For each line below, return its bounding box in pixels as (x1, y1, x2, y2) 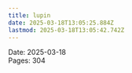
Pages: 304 (8, 56, 46, 65)
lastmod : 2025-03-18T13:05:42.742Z (8, 26, 125, 34)
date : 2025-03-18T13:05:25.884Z (8, 19, 114, 27)
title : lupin (8, 11, 51, 20)
